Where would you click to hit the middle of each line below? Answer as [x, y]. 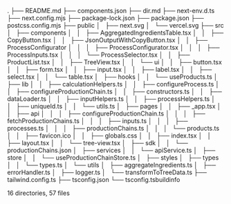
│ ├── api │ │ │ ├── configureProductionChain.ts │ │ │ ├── [106, 113]
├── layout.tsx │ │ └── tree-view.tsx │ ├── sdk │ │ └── [98, 143]
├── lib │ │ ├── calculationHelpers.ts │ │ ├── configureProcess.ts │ [113, 84]
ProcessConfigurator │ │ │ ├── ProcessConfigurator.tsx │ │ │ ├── [113, 47]
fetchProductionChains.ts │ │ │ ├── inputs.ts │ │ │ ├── [98, 121]
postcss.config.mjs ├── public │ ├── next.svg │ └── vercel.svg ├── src [115, 25]
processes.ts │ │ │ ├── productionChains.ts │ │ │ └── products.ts [113, 128]
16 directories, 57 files [39, 193]
